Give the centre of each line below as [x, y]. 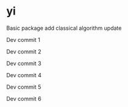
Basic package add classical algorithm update [64, 28]
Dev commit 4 [24, 75]
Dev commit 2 [24, 51]
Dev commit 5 [24, 87]
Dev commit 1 [23, 40]
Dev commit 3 [24, 63]
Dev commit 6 [24, 98]
